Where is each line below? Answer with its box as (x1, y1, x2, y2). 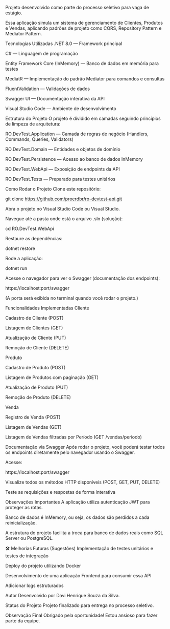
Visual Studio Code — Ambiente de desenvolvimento (5, 106, 116, 112)
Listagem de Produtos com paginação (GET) (5, 374, 99, 381)
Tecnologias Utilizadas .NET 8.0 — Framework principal (5, 40, 123, 47)
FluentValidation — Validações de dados (5, 86, 90, 92)
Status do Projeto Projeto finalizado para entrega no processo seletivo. (5, 602, 154, 609)
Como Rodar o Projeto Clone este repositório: (5, 186, 101, 192)
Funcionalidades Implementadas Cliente (5, 305, 89, 311)
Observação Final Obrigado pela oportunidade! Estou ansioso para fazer (5, 612, 158, 618)
